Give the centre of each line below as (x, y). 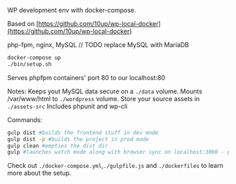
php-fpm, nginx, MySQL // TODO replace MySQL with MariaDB (98, 45)
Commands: (25, 119)
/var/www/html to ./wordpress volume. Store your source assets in (104, 98)
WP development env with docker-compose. (72, 10)
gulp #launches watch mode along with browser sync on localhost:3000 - (116, 152)
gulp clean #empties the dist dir (58, 146)
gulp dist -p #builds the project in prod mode (78, 139)
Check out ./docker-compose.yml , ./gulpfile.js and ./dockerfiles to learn (115, 166)
